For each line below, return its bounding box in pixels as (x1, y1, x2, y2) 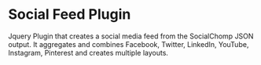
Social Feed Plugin (8, 5, 131, 23)
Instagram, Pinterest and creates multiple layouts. (8, 48, 169, 57)
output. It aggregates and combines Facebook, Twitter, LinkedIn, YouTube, (8, 39, 249, 49)
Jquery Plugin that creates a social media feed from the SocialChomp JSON (8, 31, 254, 41)
